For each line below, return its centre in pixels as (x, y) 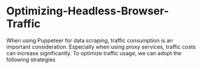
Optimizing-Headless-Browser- (88, 11)
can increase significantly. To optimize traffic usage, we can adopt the (94, 53)
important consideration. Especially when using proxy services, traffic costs (101, 47)
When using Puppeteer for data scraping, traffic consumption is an (89, 40)
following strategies (31, 59)
